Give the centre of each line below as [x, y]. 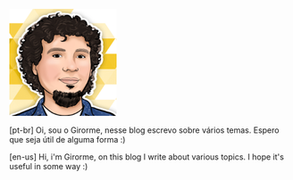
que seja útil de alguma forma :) [67, 139]
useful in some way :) [49, 166]
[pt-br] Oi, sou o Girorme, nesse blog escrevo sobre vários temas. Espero [144, 130]
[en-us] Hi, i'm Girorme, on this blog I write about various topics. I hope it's [146, 157]
